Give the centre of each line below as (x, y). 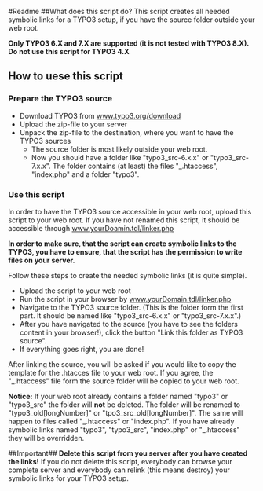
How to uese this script (66, 77)
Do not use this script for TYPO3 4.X (69, 51)
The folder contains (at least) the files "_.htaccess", (135, 166)
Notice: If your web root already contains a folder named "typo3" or (118, 396)
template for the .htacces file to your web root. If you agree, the (111, 372)
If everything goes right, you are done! (82, 349)
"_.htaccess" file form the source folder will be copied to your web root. (124, 381)
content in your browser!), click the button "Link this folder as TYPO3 (131, 332)
